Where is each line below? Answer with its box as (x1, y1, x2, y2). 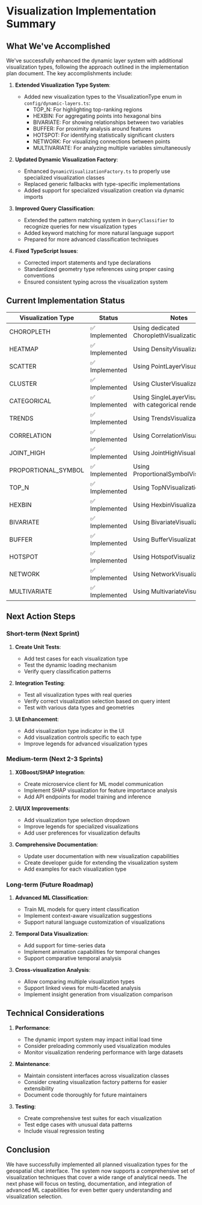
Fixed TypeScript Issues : (14, 248, 78, 254)
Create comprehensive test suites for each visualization (23, 1114, 162, 1121)
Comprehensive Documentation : (14, 841, 99, 848)
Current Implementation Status (6, 296, 125, 306)
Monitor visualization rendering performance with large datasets (23, 1048, 183, 1056)
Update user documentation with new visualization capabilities (23, 852, 179, 859)
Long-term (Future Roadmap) (6, 880, 94, 889)
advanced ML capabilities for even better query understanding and (6, 1186, 173, 1194)
